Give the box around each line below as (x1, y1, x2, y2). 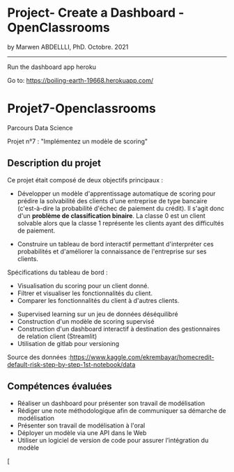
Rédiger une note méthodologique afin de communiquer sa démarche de (17, 406, 226, 415)
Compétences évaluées (7, 381, 113, 393)
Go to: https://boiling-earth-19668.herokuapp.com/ (7, 76, 154, 84)
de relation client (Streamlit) (17, 332, 97, 340)
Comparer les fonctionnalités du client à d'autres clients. (17, 296, 180, 304)
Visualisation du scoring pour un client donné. (17, 281, 150, 290)
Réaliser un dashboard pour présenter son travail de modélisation (17, 399, 205, 407)
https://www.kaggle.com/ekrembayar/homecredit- (70, 353, 214, 361)
